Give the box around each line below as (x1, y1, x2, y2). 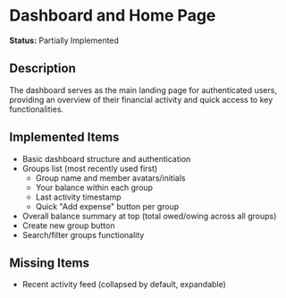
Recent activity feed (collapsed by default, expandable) (21, 279, 226, 290)
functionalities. (9, 104, 64, 115)
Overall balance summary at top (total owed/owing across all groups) (21, 210, 277, 221)
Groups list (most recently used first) (21, 163, 158, 174)
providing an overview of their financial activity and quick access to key (9, 94, 273, 105)
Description (9, 61, 76, 76)
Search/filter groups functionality (21, 229, 145, 240)
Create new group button (21, 220, 115, 231)
